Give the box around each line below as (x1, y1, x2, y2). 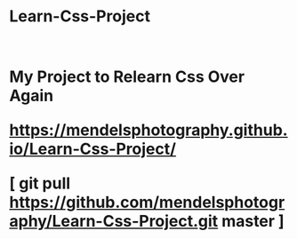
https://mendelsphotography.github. (9, 120, 288, 140)
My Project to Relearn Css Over (9, 67, 245, 87)
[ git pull (9, 173, 71, 194)
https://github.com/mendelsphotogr (9, 193, 285, 212)
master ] (221, 211, 285, 232)
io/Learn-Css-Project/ (9, 139, 176, 159)
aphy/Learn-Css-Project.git (9, 211, 219, 232)
